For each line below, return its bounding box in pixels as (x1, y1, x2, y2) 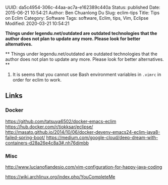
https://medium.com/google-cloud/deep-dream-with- (46, 134, 158, 140)
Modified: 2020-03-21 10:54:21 (5, 20, 70, 26)
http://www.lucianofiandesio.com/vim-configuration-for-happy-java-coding (5, 164, 162, 170)
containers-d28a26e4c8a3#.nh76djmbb (5, 139, 89, 146)
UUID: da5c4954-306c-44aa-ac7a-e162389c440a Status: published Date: (5, 5, 160, 10)
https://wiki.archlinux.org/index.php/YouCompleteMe (5, 173, 116, 179)
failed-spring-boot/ (5, 134, 45, 140)
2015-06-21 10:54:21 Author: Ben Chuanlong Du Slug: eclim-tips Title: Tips (5, 10, 160, 16)
